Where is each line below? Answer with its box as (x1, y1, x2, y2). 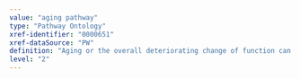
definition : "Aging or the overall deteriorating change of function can (9, 47, 292, 56)
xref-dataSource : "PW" (9, 38, 94, 48)
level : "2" (9, 55, 50, 64)
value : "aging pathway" (9, 13, 99, 22)
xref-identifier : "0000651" (9, 30, 115, 39)
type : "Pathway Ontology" (9, 22, 106, 30)
